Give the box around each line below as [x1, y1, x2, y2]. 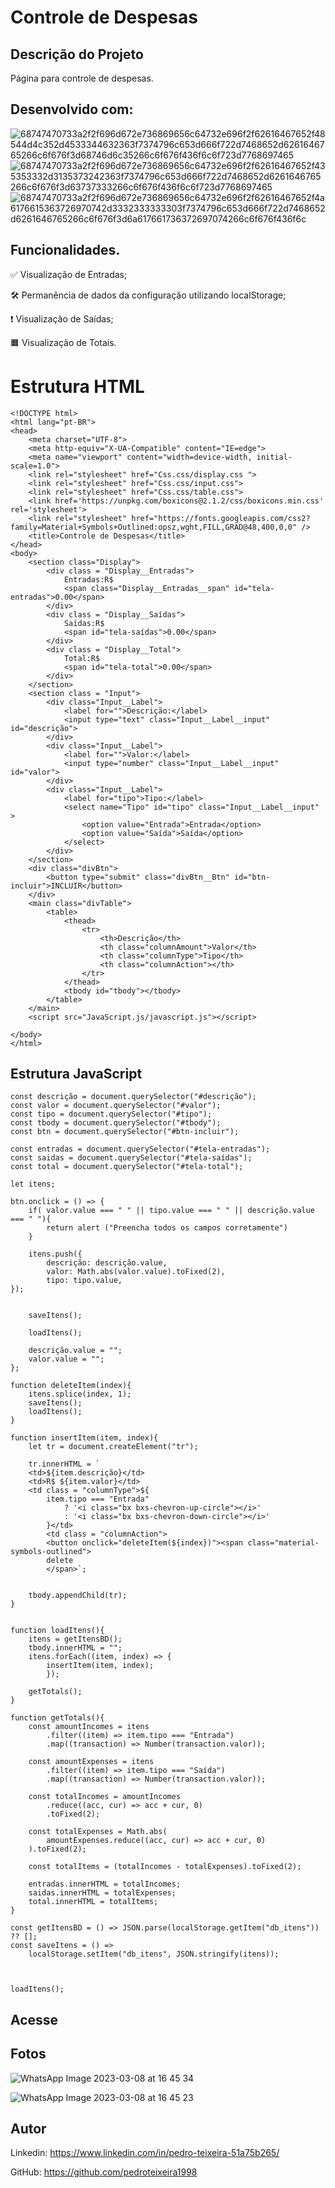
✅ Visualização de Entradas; [10, 268, 128, 280]
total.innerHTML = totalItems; [28, 1897, 159, 1907]
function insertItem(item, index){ [10, 1433, 159, 1443]
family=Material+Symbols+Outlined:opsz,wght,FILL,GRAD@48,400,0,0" [10, 522, 298, 532]
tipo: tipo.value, [46, 1276, 123, 1286]
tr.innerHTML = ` [28, 1459, 101, 1470]
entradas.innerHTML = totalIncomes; [28, 1879, 182, 1890]
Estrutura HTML [10, 375, 145, 398]
